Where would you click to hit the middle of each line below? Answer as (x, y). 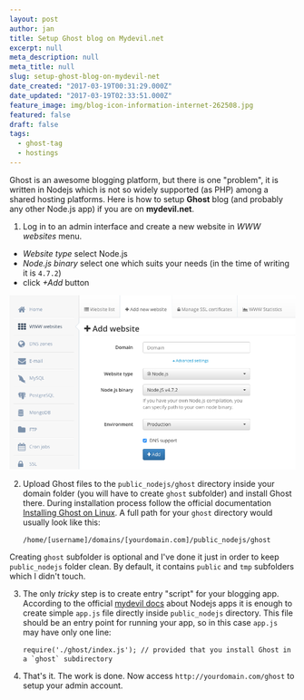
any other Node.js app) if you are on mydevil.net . (102, 209)
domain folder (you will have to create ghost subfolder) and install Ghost (157, 493)
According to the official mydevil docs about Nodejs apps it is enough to (157, 603)
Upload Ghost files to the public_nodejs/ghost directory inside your (148, 483)
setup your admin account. (73, 685)
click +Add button (56, 282)
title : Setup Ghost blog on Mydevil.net (87, 38)
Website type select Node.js (75, 253)
